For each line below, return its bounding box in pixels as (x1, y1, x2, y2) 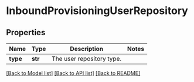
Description (70, 45, 104, 53)
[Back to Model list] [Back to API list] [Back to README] (6, 70, 141, 77)
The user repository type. (52, 54, 122, 63)
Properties (6, 28, 46, 37)
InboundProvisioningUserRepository (6, 4, 189, 18)
